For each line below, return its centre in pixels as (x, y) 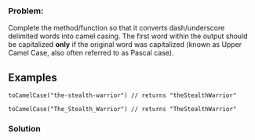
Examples (33, 77)
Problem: (26, 11)
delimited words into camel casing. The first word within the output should (128, 36)
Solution (25, 129)
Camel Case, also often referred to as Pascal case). (91, 53)
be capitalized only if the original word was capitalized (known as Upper (125, 45)
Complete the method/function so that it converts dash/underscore (117, 28)
